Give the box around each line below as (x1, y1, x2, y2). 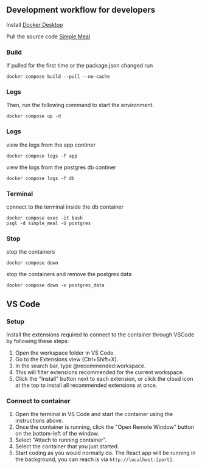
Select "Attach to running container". (15, 436, 107, 443)
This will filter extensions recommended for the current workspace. (15, 368, 184, 376)
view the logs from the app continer (6, 141, 96, 148)
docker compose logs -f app (6, 153, 78, 159)
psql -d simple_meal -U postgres (6, 220, 91, 226)
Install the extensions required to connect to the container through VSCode (6, 331, 195, 338)
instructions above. (15, 417, 64, 425)
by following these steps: (6, 337, 69, 344)
